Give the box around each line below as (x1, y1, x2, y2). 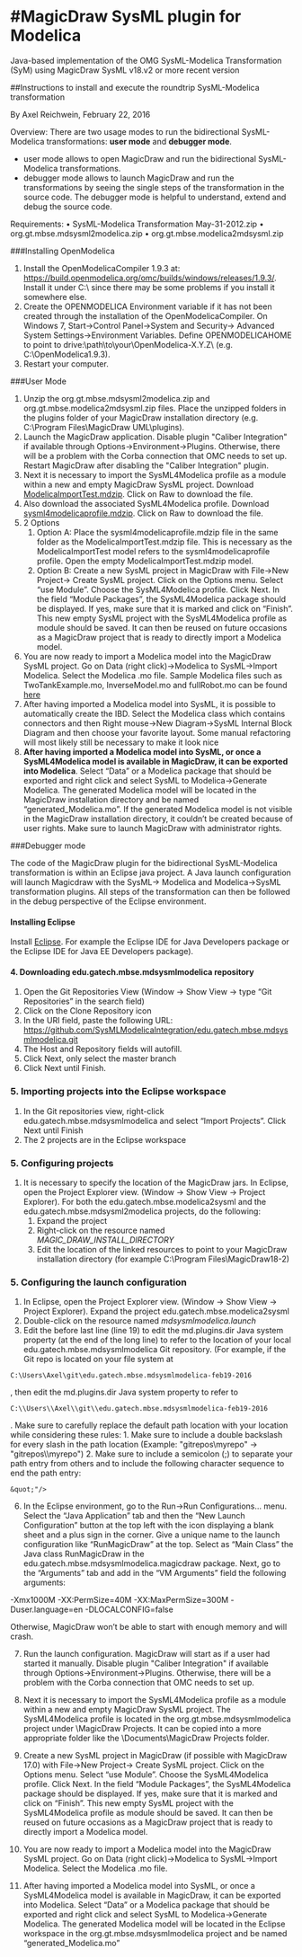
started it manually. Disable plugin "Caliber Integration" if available (22, 1658, 269, 1669)
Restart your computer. (22, 358, 109, 369)
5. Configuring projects (10, 1156, 114, 1169)
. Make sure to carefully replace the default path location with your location (10, 1420, 289, 1430)
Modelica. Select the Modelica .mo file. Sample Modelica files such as (22, 669, 282, 680)
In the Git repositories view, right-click (22, 1105, 164, 1116)
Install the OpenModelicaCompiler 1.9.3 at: (22, 262, 181, 273)
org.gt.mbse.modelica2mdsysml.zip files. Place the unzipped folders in (22, 403, 287, 413)
